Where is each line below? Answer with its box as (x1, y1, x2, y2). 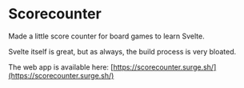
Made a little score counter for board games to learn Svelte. (8, 31, 206, 41)
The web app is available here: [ (8, 62, 114, 72)
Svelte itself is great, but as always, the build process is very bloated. (8, 46, 237, 56)
